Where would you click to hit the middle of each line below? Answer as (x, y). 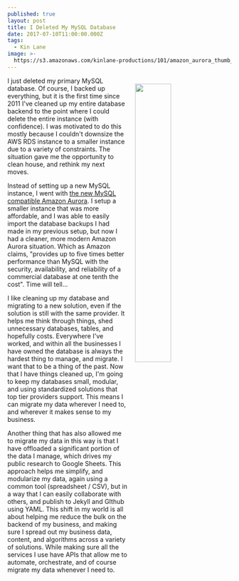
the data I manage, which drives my (60, 456)
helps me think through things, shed (60, 320)
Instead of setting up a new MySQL (59, 186)
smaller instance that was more (53, 208)
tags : (15, 41)
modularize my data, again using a (58, 478)
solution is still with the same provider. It (66, 313)
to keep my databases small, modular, (63, 381)
